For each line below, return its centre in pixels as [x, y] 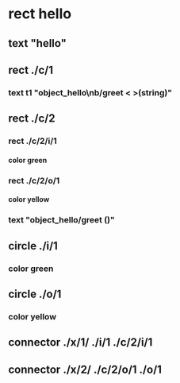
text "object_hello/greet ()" [61, 220]
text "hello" [38, 43]
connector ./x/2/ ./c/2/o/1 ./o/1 [85, 369]
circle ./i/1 [33, 246]
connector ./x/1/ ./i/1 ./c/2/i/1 [80, 342]
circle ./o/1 [35, 294]
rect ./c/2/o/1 [34, 180]
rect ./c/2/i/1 [33, 141]
